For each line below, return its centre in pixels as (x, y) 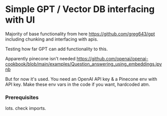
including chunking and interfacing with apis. (52, 39)
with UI (20, 20)
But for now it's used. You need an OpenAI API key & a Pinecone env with (81, 79)
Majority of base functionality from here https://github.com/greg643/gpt (80, 34)
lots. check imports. (26, 108)
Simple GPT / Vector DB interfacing (80, 9)
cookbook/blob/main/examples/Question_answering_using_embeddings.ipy (83, 64)
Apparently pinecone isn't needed (40, 58)
